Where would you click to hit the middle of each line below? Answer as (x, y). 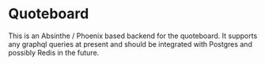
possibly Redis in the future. (54, 52)
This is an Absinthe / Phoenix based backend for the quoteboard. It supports (133, 36)
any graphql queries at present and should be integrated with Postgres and (131, 44)
